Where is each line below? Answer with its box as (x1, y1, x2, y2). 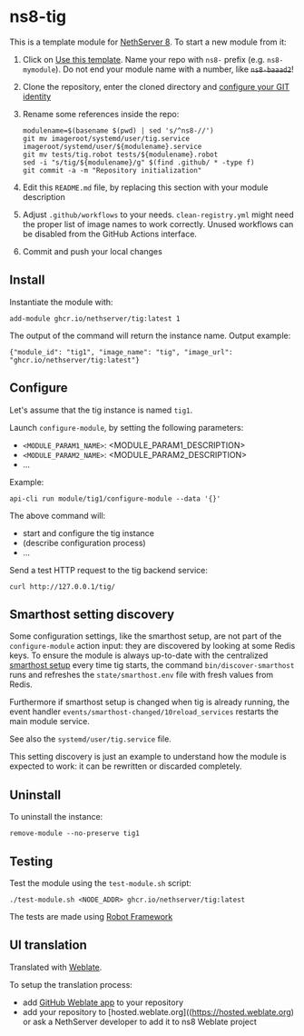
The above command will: (9, 510, 106, 521)
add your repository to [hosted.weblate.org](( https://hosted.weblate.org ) (22, 1006, 295, 1017)
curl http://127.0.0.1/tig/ (9, 582, 116, 592)
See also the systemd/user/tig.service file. (9, 733, 172, 744)
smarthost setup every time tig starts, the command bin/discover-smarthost (9, 660, 295, 671)
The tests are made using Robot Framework (9, 911, 173, 921)
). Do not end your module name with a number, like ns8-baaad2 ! (55, 64, 294, 75)
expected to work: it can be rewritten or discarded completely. (9, 761, 242, 772)
